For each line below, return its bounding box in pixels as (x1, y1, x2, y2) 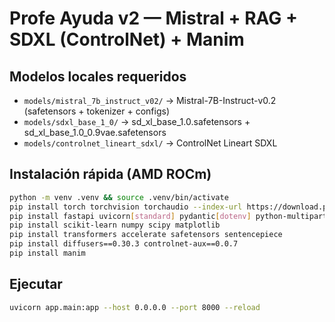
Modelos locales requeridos (9, 68, 187, 85)
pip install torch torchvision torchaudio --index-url (9, 202, 243, 212)
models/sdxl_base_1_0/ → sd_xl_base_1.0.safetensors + (23, 116, 251, 127)
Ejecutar (9, 276, 63, 293)
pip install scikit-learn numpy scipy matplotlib (9, 220, 221, 231)
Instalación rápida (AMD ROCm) (9, 166, 212, 183)
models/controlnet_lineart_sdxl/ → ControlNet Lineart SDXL (23, 137, 278, 149)
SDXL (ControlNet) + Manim (9, 28, 245, 51)
